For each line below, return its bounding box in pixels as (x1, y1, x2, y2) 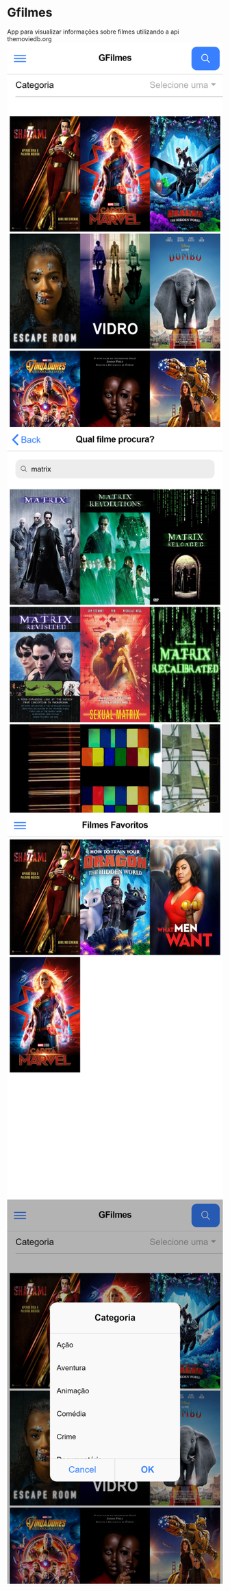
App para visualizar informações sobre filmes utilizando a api (7, 27, 179, 36)
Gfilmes (7, 5, 53, 21)
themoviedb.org (7, 34, 53, 43)
